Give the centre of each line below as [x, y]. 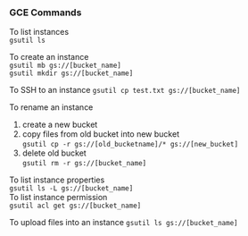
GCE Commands [45, 13]
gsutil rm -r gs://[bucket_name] [84, 164]
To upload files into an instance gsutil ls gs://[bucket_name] [124, 223]
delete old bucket [54, 153]
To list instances [39, 32]
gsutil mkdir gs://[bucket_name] [71, 73]
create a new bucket [60, 125]
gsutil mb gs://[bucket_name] [66, 66]
